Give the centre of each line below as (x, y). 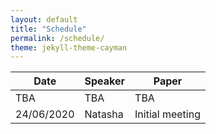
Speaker (105, 81)
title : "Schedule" (48, 29)
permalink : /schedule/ (57, 38)
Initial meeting (167, 114)
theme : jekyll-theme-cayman (69, 47)
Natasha (104, 114)
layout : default (44, 19)
